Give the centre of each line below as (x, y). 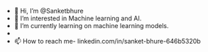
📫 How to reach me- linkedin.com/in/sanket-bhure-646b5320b (107, 41)
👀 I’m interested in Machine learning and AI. (78, 18)
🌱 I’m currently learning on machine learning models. (91, 26)
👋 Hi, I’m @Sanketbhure (49, 11)
